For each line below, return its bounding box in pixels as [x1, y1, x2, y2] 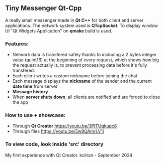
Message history [12, 89, 48, 95]
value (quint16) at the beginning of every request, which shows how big [12, 57, 159, 63]
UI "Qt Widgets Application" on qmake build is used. [5, 27, 113, 34]
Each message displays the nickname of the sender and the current [12, 78, 152, 84]
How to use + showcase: [5, 112, 66, 119]
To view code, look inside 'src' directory [5, 141, 104, 148]
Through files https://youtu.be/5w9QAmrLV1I [12, 128, 104, 134]
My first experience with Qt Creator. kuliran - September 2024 [5, 152, 133, 158]
